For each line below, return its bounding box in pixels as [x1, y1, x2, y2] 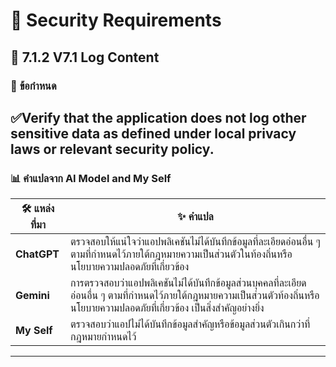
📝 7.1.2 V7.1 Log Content [10, 49, 160, 66]
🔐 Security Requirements [10, 9, 222, 32]
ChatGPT [15, 247, 60, 261]
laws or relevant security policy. [10, 140, 215, 158]
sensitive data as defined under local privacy [10, 125, 297, 142]
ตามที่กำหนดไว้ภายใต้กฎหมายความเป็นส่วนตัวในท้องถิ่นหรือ [70, 247, 293, 261]
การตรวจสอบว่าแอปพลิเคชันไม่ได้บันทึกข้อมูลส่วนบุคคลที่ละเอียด [70, 276, 307, 290]
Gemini [15, 289, 50, 303]
